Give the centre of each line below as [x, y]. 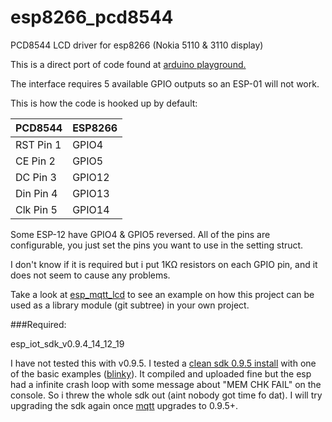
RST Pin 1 [38, 144]
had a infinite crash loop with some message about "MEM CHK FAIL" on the [166, 384]
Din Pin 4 [36, 193]
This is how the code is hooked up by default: [104, 103]
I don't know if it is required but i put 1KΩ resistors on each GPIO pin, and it [164, 264]
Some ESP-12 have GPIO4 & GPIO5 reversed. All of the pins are [140, 234]
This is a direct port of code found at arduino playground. [128, 64]
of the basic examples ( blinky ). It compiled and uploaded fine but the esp [161, 373]
